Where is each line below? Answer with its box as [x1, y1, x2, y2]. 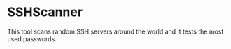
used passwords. [7, 34, 57, 43]
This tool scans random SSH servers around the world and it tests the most [7, 27, 224, 36]
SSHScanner [7, 4, 83, 20]
